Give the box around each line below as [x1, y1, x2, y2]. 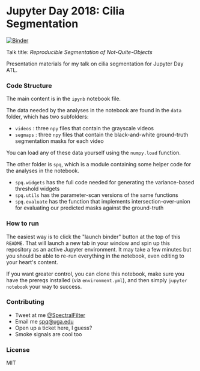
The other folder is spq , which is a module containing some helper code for [6, 161, 192, 168]
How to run [6, 219, 39, 228]
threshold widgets [14, 185, 60, 193]
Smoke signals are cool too [14, 330, 82, 337]
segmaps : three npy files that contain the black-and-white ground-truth [14, 131, 189, 139]
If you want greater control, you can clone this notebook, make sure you [6, 270, 184, 277]
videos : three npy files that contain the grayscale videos [14, 125, 154, 132]
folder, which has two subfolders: [6, 113, 89, 121]
